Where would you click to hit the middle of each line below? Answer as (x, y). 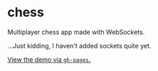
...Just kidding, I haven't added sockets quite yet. (79, 45)
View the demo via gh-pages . (49, 59)
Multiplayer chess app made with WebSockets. (76, 32)
